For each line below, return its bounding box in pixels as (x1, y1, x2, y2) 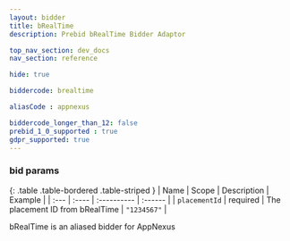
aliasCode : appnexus (9, 103, 90, 112)
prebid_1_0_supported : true (9, 127, 118, 136)
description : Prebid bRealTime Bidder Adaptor (9, 29, 186, 38)
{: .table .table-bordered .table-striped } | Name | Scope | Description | (9, 185, 269, 195)
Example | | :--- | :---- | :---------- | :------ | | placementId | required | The (9, 194, 281, 205)
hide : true (9, 71, 50, 79)
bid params (9, 164, 60, 177)
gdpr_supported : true (9, 135, 90, 144)
